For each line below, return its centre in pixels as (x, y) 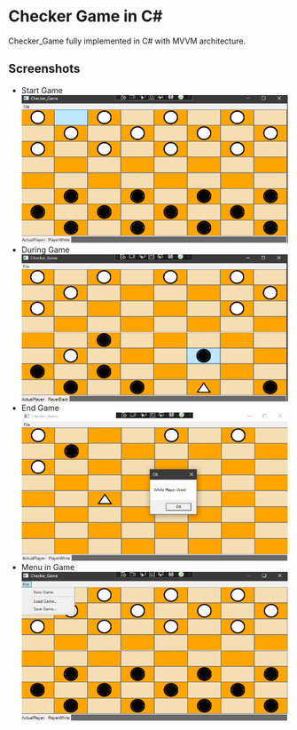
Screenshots (44, 69)
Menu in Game (48, 567)
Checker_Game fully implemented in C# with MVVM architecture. (127, 41)
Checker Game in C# (86, 16)
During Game (45, 250)
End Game (40, 408)
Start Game (42, 90)
